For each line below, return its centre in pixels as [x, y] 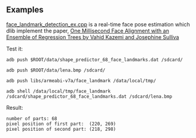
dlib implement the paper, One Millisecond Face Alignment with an [88, 31]
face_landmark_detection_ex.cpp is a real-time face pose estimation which [98, 24]
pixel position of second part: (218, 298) [61, 129]
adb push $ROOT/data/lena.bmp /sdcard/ [56, 70]
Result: [15, 107]
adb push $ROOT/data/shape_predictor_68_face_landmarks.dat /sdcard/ [95, 59]
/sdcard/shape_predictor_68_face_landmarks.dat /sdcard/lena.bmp [89, 96]
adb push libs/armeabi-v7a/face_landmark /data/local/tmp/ [81, 80]
